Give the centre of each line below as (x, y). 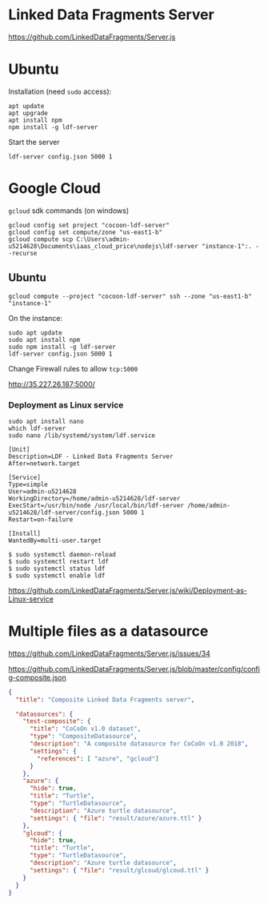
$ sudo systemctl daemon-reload (62, 554)
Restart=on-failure (41, 519)
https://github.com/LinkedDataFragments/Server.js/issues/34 (109, 653)
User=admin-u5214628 (43, 491)
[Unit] (19, 449)
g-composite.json (37, 677)
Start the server (34, 142)
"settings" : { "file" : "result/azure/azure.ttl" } (116, 818)
